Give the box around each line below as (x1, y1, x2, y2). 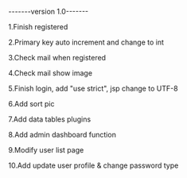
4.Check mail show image (8, 68, 93, 78)
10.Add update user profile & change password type (8, 161, 179, 170)
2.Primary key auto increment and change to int (8, 37, 165, 47)
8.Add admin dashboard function (8, 130, 117, 139)
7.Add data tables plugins (8, 114, 92, 124)
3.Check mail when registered (8, 53, 106, 62)
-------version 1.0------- (8, 7, 89, 16)
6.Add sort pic (8, 99, 55, 108)
